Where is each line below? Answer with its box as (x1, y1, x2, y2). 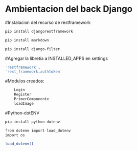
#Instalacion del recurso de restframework (5, 19, 91, 25)
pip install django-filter (5, 46, 60, 52)
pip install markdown (5, 38, 49, 42)
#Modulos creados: (5, 78, 45, 84)
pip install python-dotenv (5, 119, 60, 124)
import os (5, 132, 25, 137)
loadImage (14, 101, 34, 106)
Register (14, 92, 32, 97)
